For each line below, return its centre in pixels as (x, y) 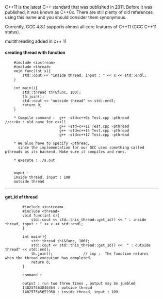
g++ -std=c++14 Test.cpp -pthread (94, 131)
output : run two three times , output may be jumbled (79, 283)
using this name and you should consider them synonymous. (66, 17)
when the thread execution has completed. (49, 258)
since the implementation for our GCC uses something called (81, 148)
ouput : (21, 173)
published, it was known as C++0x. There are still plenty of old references (79, 12)
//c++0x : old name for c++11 (36, 122)
